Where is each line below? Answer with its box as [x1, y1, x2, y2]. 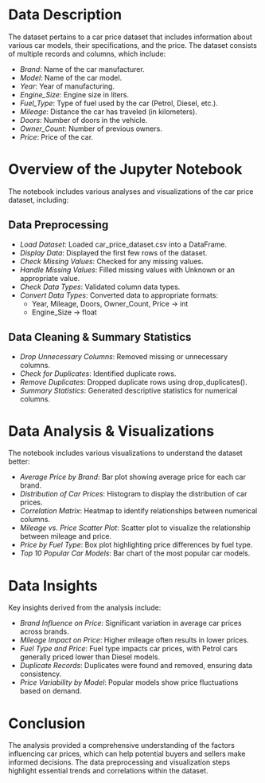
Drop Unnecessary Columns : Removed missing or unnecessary [19, 351, 228, 361]
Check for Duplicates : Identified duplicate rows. [19, 369, 177, 378]
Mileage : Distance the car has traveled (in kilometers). [19, 106, 197, 117]
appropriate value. [19, 273, 80, 283]
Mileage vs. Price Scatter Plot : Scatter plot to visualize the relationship [19, 523, 251, 532]
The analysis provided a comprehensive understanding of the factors [8, 741, 235, 750]
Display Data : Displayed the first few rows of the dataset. [19, 247, 208, 257]
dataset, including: [8, 195, 69, 204]
